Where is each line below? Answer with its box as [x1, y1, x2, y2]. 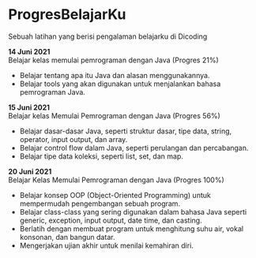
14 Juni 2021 [8, 47, 51, 56]
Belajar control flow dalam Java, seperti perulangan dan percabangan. [19, 143, 249, 152]
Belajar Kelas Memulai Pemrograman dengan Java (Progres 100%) [8, 175, 225, 185]
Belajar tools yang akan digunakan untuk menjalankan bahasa [19, 79, 221, 88]
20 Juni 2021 [8, 166, 52, 176]
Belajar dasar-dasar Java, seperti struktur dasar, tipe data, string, [19, 126, 232, 136]
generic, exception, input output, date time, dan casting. [19, 215, 203, 225]
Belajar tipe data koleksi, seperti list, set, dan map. [19, 151, 183, 161]
